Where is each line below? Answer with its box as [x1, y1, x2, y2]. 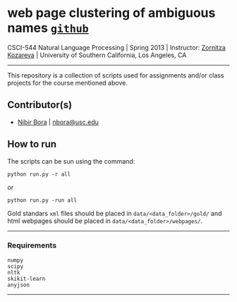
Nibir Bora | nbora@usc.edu [17, 118, 99, 126]
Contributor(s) [7, 99, 73, 111]
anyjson [7, 281, 30, 289]
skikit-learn [7, 275, 46, 282]
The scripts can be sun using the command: [7, 157, 135, 165]
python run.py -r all [7, 171, 71, 178]
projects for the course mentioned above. [7, 78, 128, 87]
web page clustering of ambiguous [7, 5, 216, 21]
